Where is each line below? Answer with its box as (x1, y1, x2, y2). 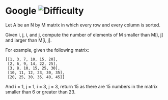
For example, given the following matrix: (5, 47, 89, 53)
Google (5, 5, 37, 17)
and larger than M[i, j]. (5, 37, 52, 43)
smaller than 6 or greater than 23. (5, 89, 76, 95)
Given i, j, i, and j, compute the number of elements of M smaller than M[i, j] (5, 31, 163, 38)
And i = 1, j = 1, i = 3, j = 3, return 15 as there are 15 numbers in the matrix (5, 83, 158, 89)
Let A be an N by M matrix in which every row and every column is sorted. (5, 22, 160, 28)
